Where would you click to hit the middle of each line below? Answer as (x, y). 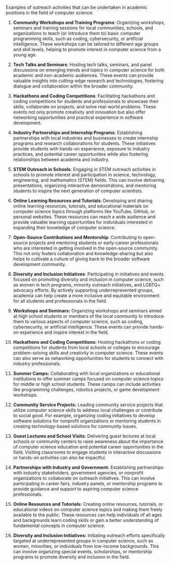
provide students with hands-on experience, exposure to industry (81, 149)
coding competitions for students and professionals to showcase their (86, 101)
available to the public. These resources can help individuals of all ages (88, 515)
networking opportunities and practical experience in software (78, 117)
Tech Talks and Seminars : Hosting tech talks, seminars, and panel (82, 65)
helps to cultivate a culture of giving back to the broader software (81, 259)
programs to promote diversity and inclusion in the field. (72, 557)
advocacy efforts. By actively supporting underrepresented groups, (83, 290)
